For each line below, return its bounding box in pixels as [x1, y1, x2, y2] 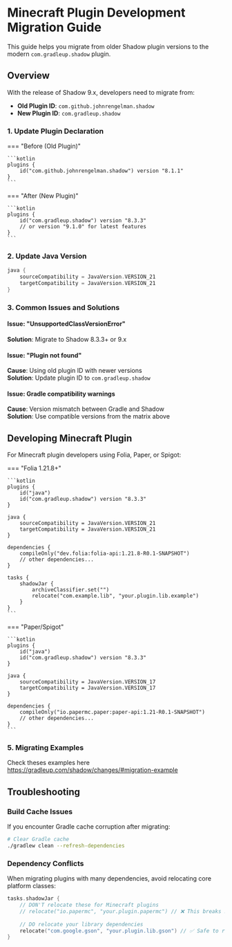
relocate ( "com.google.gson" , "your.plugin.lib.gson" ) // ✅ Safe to [19, 927, 219, 935]
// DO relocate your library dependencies [19, 921, 144, 928]
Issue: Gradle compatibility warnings [7, 389, 115, 398]
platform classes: [7, 882, 57, 890]
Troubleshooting [7, 786, 81, 798]
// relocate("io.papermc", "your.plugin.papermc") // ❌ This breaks [19, 908, 222, 914]
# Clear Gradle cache [7, 836, 70, 843]
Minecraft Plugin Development [7, 5, 186, 21]
